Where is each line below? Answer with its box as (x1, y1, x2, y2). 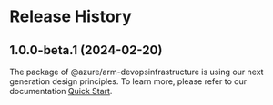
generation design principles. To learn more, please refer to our (9, 76, 248, 87)
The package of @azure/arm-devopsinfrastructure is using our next (9, 66, 264, 77)
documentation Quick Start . (9, 86, 113, 96)
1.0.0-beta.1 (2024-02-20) (9, 43, 163, 58)
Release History (9, 6, 132, 27)
